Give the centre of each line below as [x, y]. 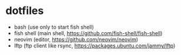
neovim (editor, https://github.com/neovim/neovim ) [76, 39]
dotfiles [25, 11]
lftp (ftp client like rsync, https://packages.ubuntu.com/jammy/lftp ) [95, 46]
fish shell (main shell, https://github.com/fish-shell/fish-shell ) [88, 33]
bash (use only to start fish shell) [54, 27]
